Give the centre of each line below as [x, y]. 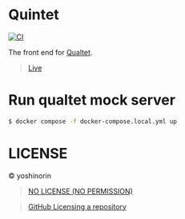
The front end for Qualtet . [50, 52]
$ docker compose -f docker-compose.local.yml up [93, 121]
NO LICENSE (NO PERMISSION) [80, 191]
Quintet [34, 15]
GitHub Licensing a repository [77, 206]
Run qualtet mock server [92, 100]
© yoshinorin [30, 175]
